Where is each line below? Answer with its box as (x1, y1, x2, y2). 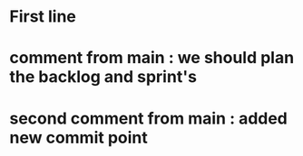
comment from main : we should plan (9, 48, 295, 69)
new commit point (9, 127, 148, 148)
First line (9, 6, 77, 27)
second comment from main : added (9, 108, 288, 128)
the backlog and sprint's (9, 67, 198, 87)
